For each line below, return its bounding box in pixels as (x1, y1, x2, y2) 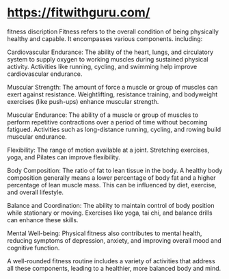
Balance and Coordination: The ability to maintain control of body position (7, 201, 215, 209)
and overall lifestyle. (7, 188, 64, 196)
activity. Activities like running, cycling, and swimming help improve (7, 62, 198, 70)
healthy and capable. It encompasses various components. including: (7, 34, 203, 42)
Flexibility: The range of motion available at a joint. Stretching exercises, (7, 146, 210, 154)
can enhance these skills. (7, 215, 79, 224)
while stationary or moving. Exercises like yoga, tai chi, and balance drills (7, 209, 213, 217)
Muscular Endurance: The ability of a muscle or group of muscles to (7, 111, 199, 119)
